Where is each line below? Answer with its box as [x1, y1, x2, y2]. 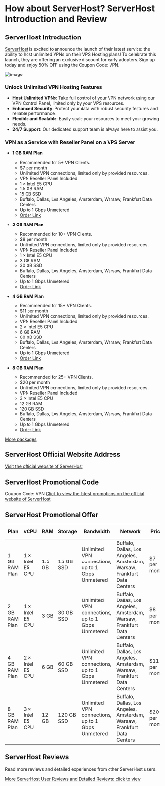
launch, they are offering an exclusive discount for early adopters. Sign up [5, 57, 155, 62]
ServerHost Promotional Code [5, 478, 99, 486]
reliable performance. [12, 111, 56, 116]
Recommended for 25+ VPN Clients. [19, 374, 93, 380]
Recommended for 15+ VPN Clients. [19, 302, 92, 308]
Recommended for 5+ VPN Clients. [19, 159, 91, 165]
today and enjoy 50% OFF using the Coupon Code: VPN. [5, 62, 120, 68]
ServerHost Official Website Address [5, 450, 121, 459]
